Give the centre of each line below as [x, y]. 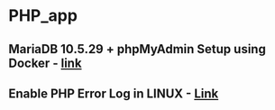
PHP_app [43, 16]
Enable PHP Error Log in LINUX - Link [114, 93]
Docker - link [45, 63]
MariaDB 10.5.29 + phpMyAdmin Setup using [137, 49]
